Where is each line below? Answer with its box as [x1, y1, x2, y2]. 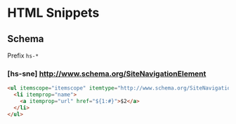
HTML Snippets [7, 5, 100, 21]
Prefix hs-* [7, 51, 39, 60]
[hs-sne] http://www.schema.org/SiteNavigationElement [7, 69, 206, 78]
